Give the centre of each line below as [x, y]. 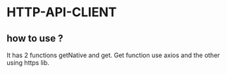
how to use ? [35, 38]
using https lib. [28, 63]
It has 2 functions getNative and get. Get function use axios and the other [113, 55]
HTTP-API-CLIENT [62, 12]
